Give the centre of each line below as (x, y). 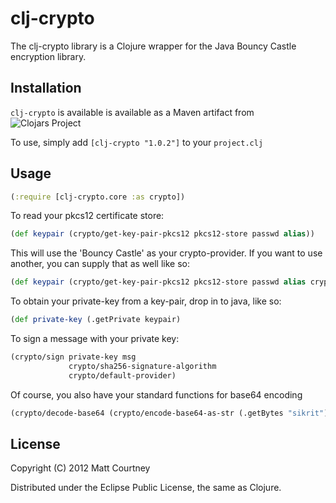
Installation (46, 88)
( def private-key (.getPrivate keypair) (96, 320)
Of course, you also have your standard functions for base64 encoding (156, 394)
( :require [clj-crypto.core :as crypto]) (98, 197)
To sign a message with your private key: (95, 339)
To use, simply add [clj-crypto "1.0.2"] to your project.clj (137, 142)
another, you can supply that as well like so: (100, 264)
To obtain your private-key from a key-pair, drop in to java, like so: (146, 301)
